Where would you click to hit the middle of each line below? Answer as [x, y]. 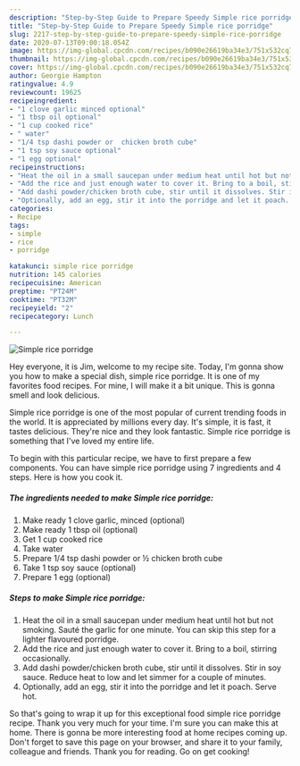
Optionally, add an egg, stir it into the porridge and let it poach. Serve [149, 687]
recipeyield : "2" [42, 308]
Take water [43, 549]
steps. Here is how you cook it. [66, 477]
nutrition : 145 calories [55, 275]
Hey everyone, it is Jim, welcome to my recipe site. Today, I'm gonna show [146, 366]
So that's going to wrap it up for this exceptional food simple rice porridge [145, 714]
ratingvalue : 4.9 [42, 84]
